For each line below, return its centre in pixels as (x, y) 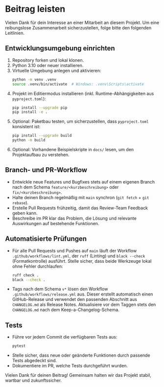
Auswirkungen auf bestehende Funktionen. (56, 223)
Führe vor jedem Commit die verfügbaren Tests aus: (65, 337)
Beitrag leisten (35, 9)
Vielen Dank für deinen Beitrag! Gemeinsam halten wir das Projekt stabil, (78, 375)
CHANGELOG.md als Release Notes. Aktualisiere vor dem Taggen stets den (84, 305)
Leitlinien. (15, 33)
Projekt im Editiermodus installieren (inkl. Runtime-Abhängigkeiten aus (83, 93)
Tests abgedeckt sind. (35, 361)
